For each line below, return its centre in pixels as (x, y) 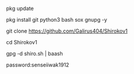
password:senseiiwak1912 (38, 65)
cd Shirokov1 (22, 42)
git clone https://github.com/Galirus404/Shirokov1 (67, 31)
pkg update (20, 8)
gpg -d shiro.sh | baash (35, 54)
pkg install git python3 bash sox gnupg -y (57, 20)
